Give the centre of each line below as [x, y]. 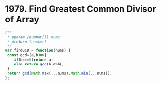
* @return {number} [27, 42]
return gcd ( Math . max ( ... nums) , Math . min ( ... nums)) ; [60, 73]
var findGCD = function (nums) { [38, 51]
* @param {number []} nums [33, 37]
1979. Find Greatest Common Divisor [80, 9]
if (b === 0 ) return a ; [34, 60]
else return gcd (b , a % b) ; [39, 64]
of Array [22, 19]
